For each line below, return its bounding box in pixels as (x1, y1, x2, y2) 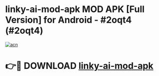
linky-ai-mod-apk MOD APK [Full (5, 4, 145, 15)
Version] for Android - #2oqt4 (5, 14, 132, 26)
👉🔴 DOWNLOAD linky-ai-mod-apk (5, 60, 154, 71)
